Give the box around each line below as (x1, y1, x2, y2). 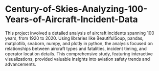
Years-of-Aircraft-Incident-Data (5, 14, 138, 25)
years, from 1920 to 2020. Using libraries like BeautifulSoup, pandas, (5, 35, 144, 41)
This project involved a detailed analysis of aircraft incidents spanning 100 (5, 30, 155, 36)
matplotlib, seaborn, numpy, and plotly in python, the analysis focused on (5, 40, 153, 46)
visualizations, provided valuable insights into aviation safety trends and (5, 56, 150, 62)
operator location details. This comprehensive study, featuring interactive (5, 50, 153, 57)
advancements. (5, 61, 37, 67)
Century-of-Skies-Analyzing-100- (5, 3, 148, 15)
